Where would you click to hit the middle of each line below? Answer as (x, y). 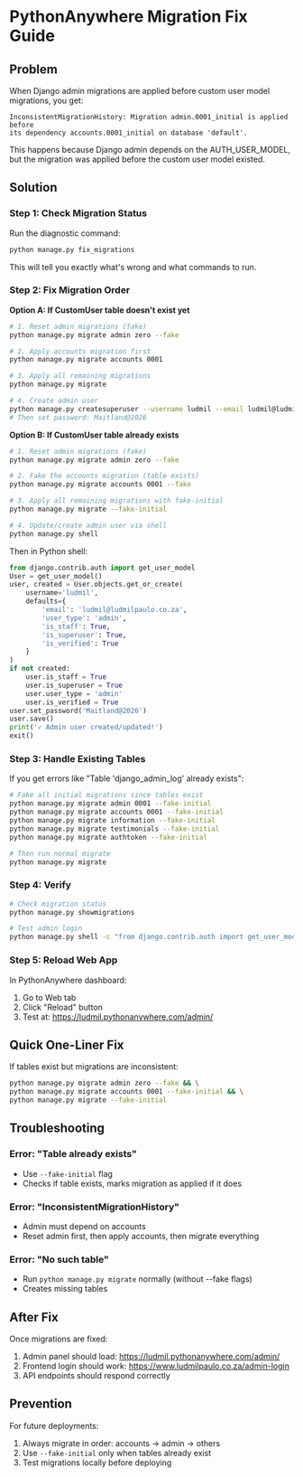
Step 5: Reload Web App (64, 960)
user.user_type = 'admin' (74, 693)
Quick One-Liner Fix (67, 1044)
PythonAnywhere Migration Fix (129, 17)
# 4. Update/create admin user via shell (88, 525)
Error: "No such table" (60, 1259)
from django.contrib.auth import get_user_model (102, 568)
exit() (22, 736)
